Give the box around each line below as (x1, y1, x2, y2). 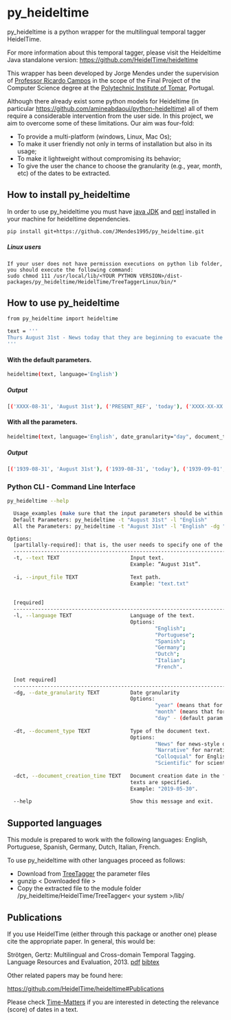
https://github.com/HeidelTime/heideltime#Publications (7, 984, 164, 992)
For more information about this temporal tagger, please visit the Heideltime (7, 48, 221, 57)
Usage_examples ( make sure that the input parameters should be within (13, 510, 223, 517)
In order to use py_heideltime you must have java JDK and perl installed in (7, 207, 217, 215)
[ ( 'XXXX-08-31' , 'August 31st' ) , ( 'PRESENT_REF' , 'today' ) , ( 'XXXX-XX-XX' (7, 403, 226, 410)
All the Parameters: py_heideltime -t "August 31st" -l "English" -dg (13, 523, 220, 530)
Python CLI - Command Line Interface (7, 481, 136, 491)
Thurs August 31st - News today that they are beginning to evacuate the (7, 334, 223, 341)
